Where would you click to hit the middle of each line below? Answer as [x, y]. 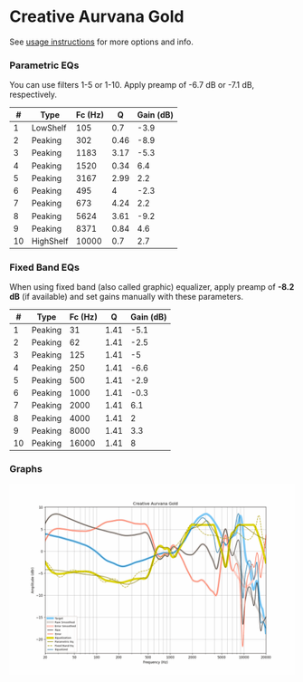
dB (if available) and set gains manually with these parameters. [127, 297]
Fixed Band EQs [44, 267]
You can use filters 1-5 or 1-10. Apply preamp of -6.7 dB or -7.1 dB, [132, 85]
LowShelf [49, 128]
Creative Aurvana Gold [97, 17]
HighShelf [50, 241]
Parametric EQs [44, 65]
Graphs [26, 469]
